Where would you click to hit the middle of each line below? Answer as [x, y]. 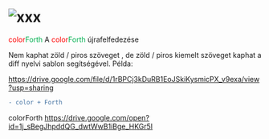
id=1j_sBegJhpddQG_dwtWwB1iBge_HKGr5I [81, 126]
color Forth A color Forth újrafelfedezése [73, 39]
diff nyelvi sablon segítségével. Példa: [71, 63]
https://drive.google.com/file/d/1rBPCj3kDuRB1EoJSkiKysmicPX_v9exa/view [134, 79]
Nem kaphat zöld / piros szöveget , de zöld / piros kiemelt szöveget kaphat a [135, 55]
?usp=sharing [31, 88]
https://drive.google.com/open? [97, 117]
